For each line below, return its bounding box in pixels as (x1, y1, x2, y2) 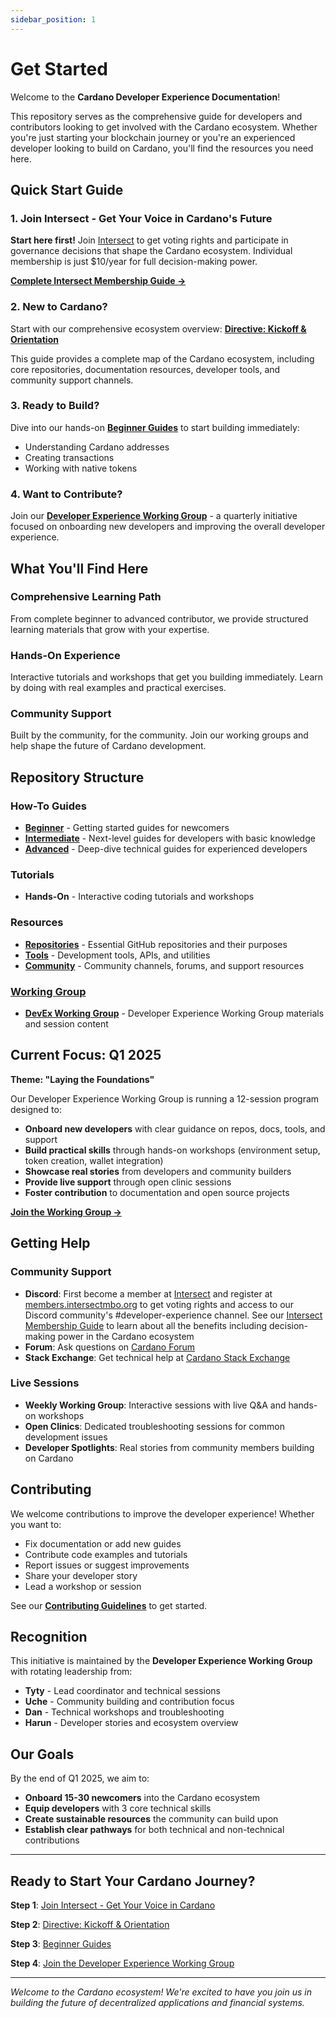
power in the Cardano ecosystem (57, 1330, 195, 1342)
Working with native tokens (24, 462, 138, 474)
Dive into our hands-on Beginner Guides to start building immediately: (10, 421, 300, 433)
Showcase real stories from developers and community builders (24, 1165, 292, 1177)
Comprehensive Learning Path (10, 590, 162, 604)
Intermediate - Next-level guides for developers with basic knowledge (24, 832, 316, 845)
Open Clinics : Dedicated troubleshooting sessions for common (24, 1420, 285, 1432)
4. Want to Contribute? (10, 487, 123, 501)
